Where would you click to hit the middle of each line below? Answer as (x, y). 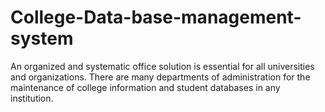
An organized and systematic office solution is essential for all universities (162, 66)
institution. (32, 98)
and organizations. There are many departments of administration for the (160, 77)
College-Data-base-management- (156, 17)
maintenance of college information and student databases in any (145, 87)
